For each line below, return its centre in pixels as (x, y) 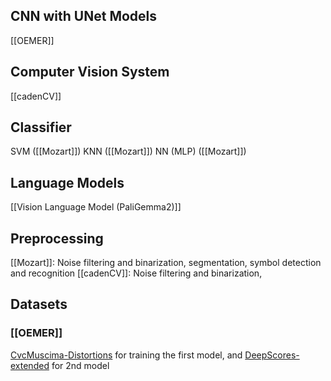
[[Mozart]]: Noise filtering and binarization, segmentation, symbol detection (166, 263)
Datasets (39, 304)
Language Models (67, 182)
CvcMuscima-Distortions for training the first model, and (126, 355)
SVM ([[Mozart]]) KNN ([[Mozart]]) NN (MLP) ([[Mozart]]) (128, 151)
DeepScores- (272, 355)
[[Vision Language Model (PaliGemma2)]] (96, 207)
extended (30, 365)
